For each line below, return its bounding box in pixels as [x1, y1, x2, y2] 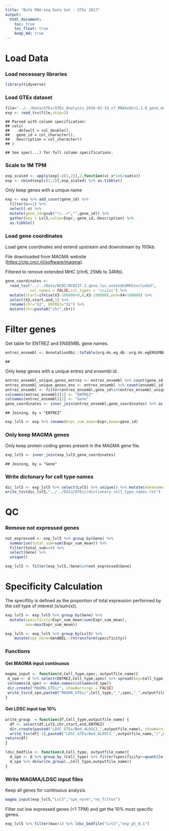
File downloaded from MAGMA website [5, 253, 87, 259]
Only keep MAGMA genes [5, 431, 69, 438]
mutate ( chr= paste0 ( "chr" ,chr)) [10, 306, 75, 312]
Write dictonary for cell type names [5, 473, 94, 480]
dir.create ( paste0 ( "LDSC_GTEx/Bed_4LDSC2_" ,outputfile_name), [10, 726, 143, 732]
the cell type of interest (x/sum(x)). [5, 603, 77, 609]
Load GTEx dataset [5, 94, 53, 101]
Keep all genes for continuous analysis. [5, 787, 87, 793]
